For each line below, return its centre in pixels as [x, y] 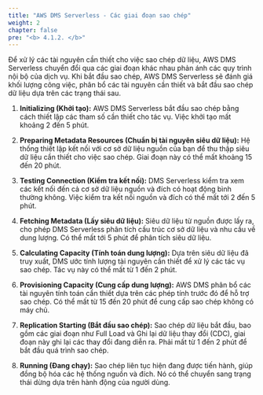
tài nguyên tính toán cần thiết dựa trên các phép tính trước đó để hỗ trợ [134, 293]
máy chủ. [35, 310]
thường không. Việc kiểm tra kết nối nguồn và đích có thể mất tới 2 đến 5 [137, 197]
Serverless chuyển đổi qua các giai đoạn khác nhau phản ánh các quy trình [130, 68]
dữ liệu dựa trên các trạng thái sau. [65, 93]
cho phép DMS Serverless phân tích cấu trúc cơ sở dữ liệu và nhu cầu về [137, 230]
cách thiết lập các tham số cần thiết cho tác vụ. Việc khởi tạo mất [125, 117]
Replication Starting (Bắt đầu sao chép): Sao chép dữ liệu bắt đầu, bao [135, 325]
